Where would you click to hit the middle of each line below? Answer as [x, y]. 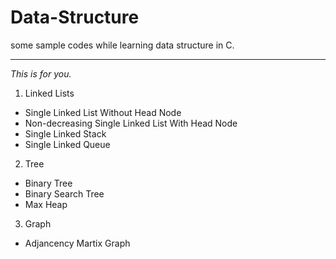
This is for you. [41, 73]
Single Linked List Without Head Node [103, 112]
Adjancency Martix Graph [77, 243]
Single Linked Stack [65, 133]
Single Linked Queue [67, 144]
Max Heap [46, 204]
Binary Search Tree [64, 193]
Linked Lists [49, 93]
